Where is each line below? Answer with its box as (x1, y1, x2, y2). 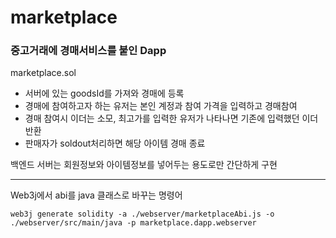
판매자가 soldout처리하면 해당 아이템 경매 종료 (24, 137, 206, 150)
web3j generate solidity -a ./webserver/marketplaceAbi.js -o (10, 209, 275, 220)
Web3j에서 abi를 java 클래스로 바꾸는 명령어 (10, 189, 183, 201)
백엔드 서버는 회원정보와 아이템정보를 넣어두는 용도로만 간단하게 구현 (10, 159, 278, 171)
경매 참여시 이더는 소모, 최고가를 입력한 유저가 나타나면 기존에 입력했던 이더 (24, 112, 319, 125)
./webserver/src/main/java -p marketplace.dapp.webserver (10, 218, 257, 228)
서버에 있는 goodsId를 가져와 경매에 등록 (24, 87, 185, 100)
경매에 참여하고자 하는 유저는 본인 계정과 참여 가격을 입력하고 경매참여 (24, 100, 298, 112)
